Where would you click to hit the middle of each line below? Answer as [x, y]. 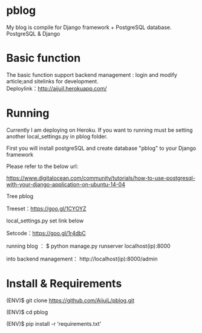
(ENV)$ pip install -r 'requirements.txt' [54, 323]
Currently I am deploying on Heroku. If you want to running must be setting [99, 130]
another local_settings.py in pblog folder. [57, 136]
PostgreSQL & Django [33, 33]
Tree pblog [20, 196]
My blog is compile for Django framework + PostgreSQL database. [89, 27]
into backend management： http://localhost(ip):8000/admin [82, 259]
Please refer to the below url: [42, 166]
